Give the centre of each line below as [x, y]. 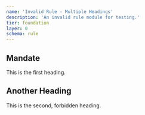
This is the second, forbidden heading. [54, 105]
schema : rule [22, 34]
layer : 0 [17, 28]
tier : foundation [28, 23]
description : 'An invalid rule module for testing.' [73, 17]
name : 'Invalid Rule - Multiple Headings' [60, 12]
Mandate [23, 58]
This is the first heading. [36, 72]
